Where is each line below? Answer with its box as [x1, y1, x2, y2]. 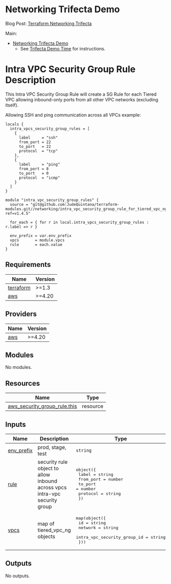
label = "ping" [18, 162, 60, 167]
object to [37, 465, 59, 472]
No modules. [5, 364, 32, 370]
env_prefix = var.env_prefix [10, 233, 72, 238]
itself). [5, 102, 19, 108]
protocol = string [78, 491, 121, 496]
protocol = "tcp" [18, 148, 58, 153]
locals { [5, 121, 24, 127]
